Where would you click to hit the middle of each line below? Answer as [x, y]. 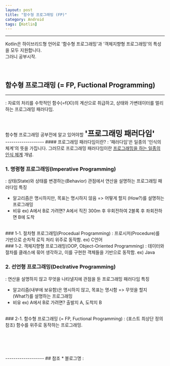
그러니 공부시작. [21, 57]
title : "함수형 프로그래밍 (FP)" [36, 15]
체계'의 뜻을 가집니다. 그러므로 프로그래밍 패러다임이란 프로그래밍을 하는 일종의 [83, 148]
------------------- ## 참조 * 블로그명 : [45, 358]
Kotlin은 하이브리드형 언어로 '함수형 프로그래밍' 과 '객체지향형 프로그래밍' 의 [79, 44]
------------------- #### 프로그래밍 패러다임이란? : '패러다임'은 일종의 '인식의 [83, 142]
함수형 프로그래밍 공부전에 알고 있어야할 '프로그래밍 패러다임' [80, 134]
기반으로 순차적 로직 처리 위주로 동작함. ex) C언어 [54, 240]
